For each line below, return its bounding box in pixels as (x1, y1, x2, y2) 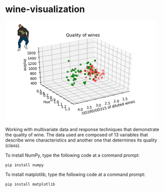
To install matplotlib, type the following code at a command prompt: (5, 171, 145, 177)
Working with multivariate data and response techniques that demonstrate (5, 126, 159, 132)
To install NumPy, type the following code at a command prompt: (5, 152, 140, 158)
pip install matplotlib (5, 181, 56, 187)
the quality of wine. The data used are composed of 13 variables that (5, 132, 148, 138)
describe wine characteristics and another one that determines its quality (5, 137, 157, 143)
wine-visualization (5, 4, 85, 15)
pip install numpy (5, 162, 44, 167)
